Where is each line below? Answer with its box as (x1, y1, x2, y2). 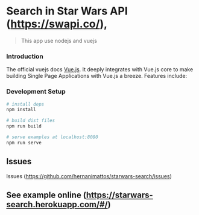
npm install (6, 107, 36, 113)
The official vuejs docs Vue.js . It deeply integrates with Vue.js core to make (6, 66, 194, 73)
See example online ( (6, 190, 86, 200)
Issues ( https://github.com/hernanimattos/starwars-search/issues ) (6, 172, 172, 179)
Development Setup (6, 88, 66, 96)
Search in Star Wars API (6, 4, 128, 18)
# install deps (6, 101, 45, 107)
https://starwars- (86, 190, 154, 200)
